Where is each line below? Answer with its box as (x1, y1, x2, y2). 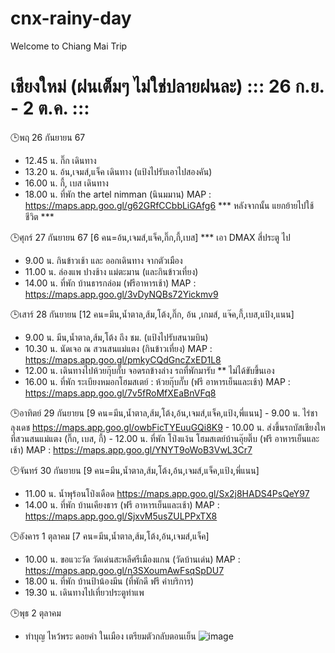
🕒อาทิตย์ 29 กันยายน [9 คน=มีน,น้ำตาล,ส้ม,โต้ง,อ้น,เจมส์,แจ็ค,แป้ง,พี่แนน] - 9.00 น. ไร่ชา (10, 407, 318, 419)
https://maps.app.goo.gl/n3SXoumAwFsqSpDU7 (24, 564, 225, 576)
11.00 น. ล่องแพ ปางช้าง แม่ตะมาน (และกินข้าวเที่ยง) (24, 265, 199, 277)
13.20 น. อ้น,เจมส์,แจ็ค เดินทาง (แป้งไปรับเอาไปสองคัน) (24, 165, 213, 177)
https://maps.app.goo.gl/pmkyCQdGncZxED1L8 (24, 353, 222, 366)
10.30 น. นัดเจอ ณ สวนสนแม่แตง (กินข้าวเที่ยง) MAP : (24, 342, 213, 354)
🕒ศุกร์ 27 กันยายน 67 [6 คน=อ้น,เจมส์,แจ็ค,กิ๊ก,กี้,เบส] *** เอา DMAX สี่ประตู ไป (10, 231, 291, 243)
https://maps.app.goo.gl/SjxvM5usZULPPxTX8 (24, 510, 218, 522)
